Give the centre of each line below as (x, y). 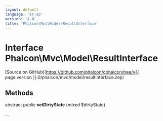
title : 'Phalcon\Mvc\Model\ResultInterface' (52, 23)
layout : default (22, 10)
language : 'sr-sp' (24, 14)
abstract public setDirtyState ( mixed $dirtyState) (55, 105)
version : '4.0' (21, 19)
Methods (19, 93)
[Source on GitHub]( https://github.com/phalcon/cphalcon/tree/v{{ (72, 72)
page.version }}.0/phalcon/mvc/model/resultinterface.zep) (65, 78)
